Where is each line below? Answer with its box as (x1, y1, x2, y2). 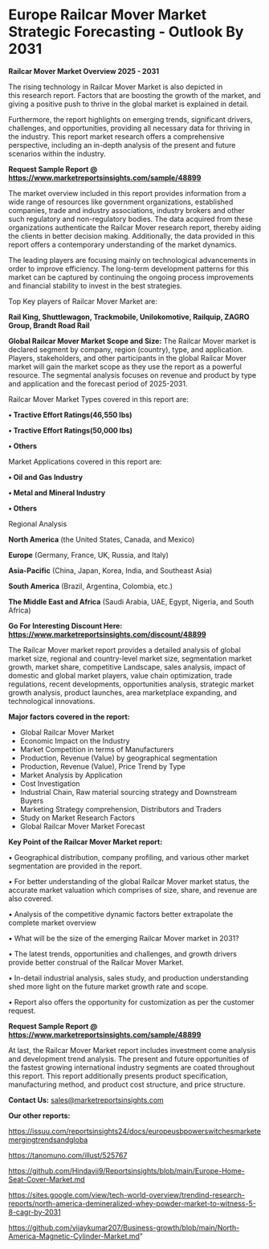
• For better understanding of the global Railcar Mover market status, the (8, 876, 250, 886)
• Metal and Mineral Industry (8, 488, 106, 498)
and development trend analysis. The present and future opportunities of (8, 1054, 250, 1063)
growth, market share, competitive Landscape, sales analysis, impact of (8, 661, 247, 672)
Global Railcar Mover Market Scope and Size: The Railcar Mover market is (8, 336, 257, 346)
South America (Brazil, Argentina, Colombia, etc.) (8, 581, 173, 591)
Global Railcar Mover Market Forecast (19, 821, 145, 831)
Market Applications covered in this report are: (8, 457, 162, 466)
